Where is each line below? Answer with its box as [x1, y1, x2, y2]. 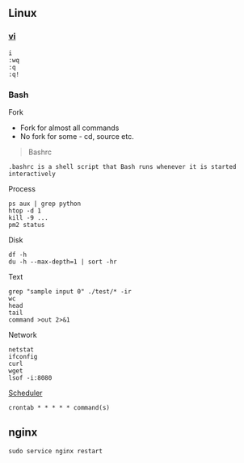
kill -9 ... [8, 213, 48, 221]
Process [8, 183, 36, 193]
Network [8, 330, 38, 339]
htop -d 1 [8, 206, 42, 215]
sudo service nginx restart [8, 447, 103, 455]
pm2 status [8, 221, 45, 229]
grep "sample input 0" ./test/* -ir [8, 287, 132, 296]
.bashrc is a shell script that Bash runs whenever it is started [8, 162, 237, 170]
